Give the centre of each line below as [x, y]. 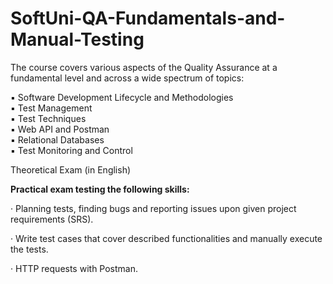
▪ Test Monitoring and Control [71, 150]
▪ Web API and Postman [60, 129]
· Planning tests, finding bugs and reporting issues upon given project [153, 208]
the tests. [29, 249]
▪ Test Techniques [48, 118]
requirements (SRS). [52, 219]
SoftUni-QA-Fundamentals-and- [148, 18]
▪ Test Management [51, 108]
